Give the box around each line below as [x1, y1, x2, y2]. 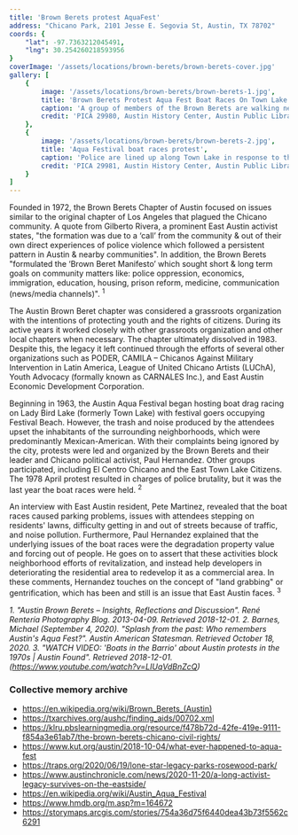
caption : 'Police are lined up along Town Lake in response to [41, 152, 279, 162]
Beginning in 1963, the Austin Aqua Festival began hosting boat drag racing [9, 398, 285, 409]
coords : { [9, 29, 46, 38]
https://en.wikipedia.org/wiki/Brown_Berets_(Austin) [21, 704, 213, 714]
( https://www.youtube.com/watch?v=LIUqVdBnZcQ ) [9, 661, 201, 672]
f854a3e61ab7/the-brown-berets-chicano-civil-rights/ [21, 732, 221, 743]
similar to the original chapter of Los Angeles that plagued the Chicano [9, 212, 268, 222]
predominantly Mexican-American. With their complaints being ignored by [9, 435, 279, 446]
